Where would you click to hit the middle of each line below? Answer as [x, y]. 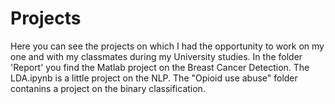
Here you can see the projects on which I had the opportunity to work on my [167, 46]
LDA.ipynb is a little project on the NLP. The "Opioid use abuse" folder [154, 78]
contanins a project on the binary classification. [108, 88]
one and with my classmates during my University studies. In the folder [156, 56]
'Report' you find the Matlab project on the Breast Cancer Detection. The [160, 67]
